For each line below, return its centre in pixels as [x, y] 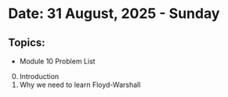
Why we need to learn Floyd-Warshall [80, 84]
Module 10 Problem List [57, 61]
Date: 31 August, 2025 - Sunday [114, 14]
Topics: [27, 43]
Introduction [39, 76]
